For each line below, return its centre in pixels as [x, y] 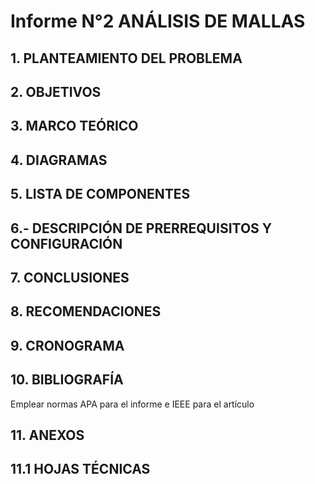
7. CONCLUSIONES [70, 277]
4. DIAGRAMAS [59, 160]
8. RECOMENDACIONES [86, 311]
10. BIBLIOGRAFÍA [67, 380]
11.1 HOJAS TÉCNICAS [80, 469]
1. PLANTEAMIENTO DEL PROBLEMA [126, 58]
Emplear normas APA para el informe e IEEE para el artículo [132, 404]
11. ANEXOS [47, 435]
